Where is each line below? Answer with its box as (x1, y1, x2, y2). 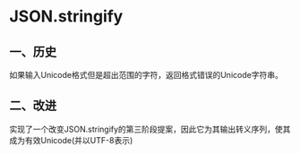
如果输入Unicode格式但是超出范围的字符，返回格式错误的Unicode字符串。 (9, 70, 284, 80)
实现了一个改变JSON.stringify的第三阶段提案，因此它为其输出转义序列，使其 (9, 124, 291, 134)
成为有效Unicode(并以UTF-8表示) (9, 134, 133, 145)
